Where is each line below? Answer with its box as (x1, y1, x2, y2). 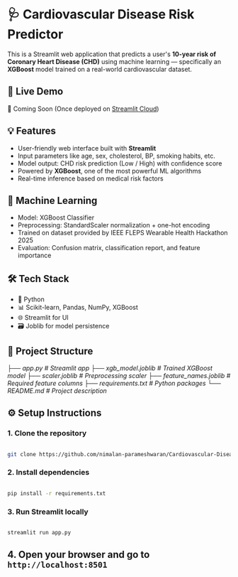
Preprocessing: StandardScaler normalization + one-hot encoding (17, 221, 210, 230)
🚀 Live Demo (7, 85, 64, 97)
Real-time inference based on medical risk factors (17, 174, 164, 183)
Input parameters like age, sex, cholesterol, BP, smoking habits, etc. (17, 151, 216, 160)
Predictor (7, 26, 64, 43)
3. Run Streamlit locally (7, 507, 89, 517)
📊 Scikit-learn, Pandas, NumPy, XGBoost (17, 303, 138, 312)
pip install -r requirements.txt (7, 490, 106, 497)
